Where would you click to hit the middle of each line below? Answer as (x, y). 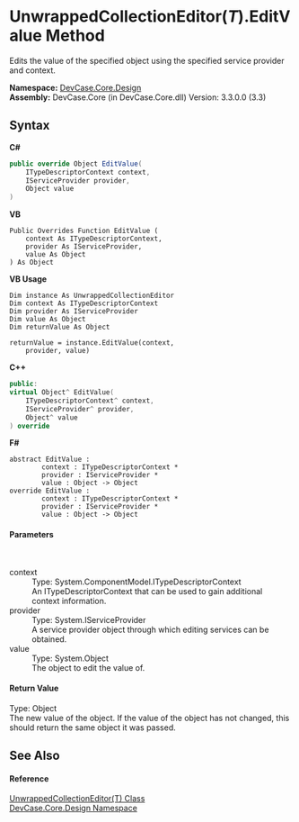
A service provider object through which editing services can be (150, 629)
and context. (33, 70)
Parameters (31, 534)
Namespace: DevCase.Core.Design (75, 87)
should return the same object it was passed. (93, 727)
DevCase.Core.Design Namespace (73, 808)
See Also (35, 756)
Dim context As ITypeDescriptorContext (84, 303)
